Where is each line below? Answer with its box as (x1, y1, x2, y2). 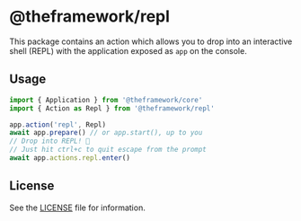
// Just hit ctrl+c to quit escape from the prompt (9, 146, 207, 155)
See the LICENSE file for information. (9, 202, 146, 213)
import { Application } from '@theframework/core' (9, 95, 203, 104)
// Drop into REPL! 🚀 (9, 137, 91, 146)
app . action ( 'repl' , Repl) (9, 119, 106, 129)
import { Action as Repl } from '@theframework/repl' (9, 103, 216, 113)
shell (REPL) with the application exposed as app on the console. (9, 45, 247, 56)
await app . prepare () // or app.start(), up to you (9, 128, 203, 137)
